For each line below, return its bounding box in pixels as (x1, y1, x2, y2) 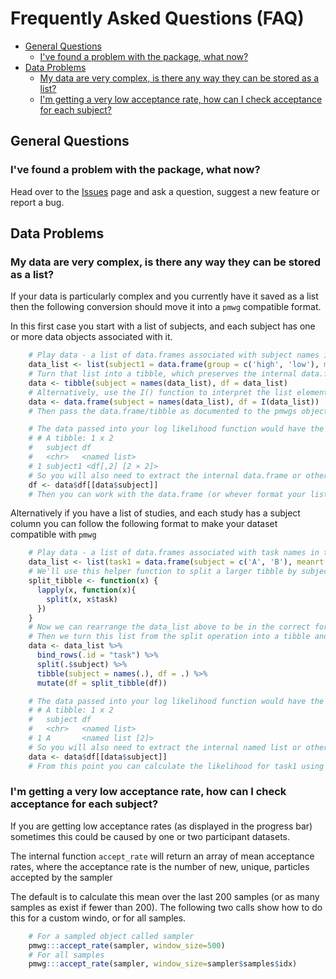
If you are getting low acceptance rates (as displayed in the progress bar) (10, 820, 313, 832)
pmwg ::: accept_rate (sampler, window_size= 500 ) (28, 940, 226, 951)
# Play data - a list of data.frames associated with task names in (28, 548, 320, 558)
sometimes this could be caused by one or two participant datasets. (10, 830, 291, 842)
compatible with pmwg (10, 528, 97, 541)
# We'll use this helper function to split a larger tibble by (28, 567, 298, 577)
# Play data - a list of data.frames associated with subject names (28, 350, 320, 361)
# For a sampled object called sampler (28, 931, 195, 941)
